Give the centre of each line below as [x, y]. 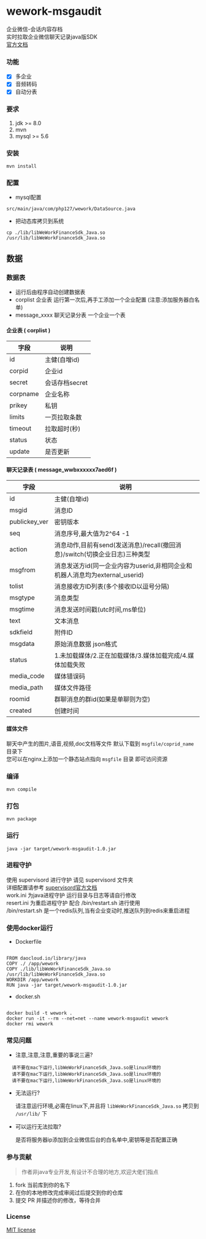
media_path [26, 688]
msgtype [22, 598]
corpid [19, 371]
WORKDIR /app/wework [33, 980]
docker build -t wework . [39, 1013]
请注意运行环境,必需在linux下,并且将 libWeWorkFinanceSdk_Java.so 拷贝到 [107, 1106]
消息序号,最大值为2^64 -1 [92, 534]
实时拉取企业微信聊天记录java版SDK [52, 37]
